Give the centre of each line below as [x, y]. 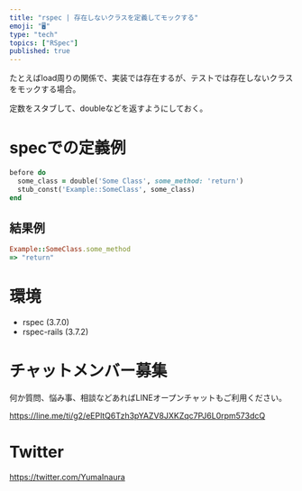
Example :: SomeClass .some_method [70, 250]
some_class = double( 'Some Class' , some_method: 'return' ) [131, 181]
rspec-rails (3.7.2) [55, 332]
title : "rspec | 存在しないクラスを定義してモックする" [104, 18]
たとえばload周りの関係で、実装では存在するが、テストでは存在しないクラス [151, 78]
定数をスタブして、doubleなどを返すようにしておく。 [109, 108]
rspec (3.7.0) [46, 323]
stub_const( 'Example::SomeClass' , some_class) [106, 189]
